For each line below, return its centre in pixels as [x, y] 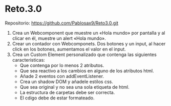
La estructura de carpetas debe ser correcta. [67, 92]
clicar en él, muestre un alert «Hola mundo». [59, 38]
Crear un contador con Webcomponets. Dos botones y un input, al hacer [89, 43]
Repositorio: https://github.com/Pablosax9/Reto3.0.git [62, 23]
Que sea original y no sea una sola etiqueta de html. [74, 87]
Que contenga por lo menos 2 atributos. [62, 65]
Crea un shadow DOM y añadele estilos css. [66, 82]
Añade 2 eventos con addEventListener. [62, 76]
